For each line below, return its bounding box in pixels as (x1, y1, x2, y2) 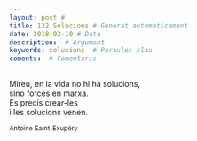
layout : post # (9, 12, 66, 22)
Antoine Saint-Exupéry (9, 124, 78, 133)
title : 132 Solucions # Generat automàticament (9, 21, 189, 30)
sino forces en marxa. (9, 88, 89, 98)
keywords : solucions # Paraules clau (9, 46, 153, 55)
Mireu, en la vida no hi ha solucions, (9, 79, 140, 89)
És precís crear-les (9, 98, 78, 107)
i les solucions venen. (9, 107, 89, 117)
